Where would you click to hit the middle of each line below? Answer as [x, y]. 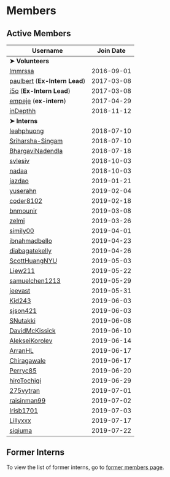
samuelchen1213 [35, 281]
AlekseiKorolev [31, 341]
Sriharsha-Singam [36, 141]
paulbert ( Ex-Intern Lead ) [48, 81]
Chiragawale [28, 361]
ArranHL [21, 351]
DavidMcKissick [33, 331]
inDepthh [23, 111]
